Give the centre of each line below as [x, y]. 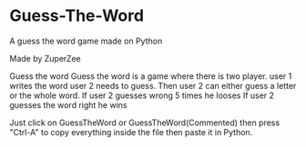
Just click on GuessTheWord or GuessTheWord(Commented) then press [145, 122]
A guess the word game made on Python [86, 41]
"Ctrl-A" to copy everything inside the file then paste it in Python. [131, 132]
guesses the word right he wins [68, 104]
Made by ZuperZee [46, 58]
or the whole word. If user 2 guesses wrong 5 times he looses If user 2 [142, 95]
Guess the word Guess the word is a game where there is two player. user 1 [151, 76]
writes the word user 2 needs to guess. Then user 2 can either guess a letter [153, 85]
